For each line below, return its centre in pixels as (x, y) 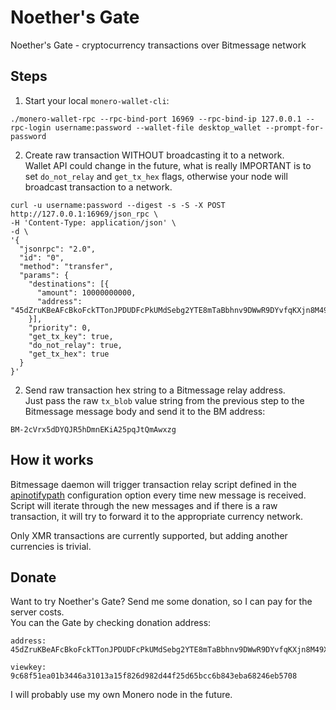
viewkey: (28, 667)
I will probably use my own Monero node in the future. (121, 695)
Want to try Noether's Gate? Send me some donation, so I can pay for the (161, 602)
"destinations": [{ (69, 284)
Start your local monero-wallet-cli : (97, 100)
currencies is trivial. (51, 546)
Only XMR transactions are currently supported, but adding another (149, 535)
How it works (52, 460)
